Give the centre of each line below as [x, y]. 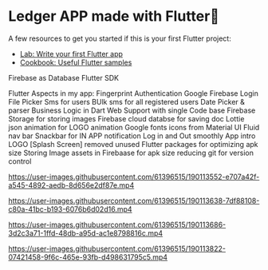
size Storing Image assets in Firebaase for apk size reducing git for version [131, 153]
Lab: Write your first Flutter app [71, 54]
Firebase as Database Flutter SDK [64, 77]
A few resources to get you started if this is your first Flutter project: [120, 38]
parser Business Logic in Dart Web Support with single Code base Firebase [132, 110]
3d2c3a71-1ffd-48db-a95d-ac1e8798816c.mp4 [86, 233]
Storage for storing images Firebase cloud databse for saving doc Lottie [126, 118]
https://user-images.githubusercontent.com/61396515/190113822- [117, 248]
